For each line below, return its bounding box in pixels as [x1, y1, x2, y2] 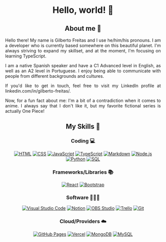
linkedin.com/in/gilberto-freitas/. [5, 88, 71, 94]
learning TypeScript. [5, 53, 47, 59]
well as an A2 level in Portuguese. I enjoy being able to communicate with [5, 68, 161, 74]
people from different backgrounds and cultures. [5, 73, 104, 79]
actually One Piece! [5, 108, 44, 114]
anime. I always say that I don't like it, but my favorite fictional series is [5, 103, 161, 108]
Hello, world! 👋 [52, 4, 114, 16]
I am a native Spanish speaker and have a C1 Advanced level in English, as [5, 63, 161, 68]
